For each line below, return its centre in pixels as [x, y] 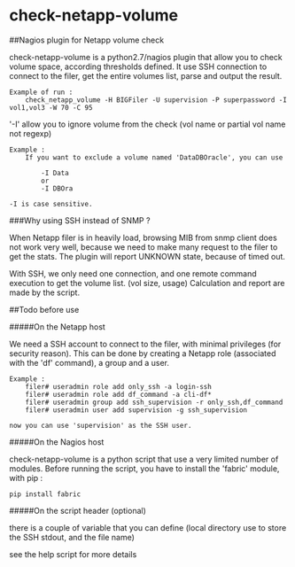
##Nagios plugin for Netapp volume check [87, 40]
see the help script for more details [73, 554]
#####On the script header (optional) [78, 510]
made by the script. [45, 292]
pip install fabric [45, 494]
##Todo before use [44, 309]
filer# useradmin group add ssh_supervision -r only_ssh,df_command [154, 402]
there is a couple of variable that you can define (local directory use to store [148, 527]
